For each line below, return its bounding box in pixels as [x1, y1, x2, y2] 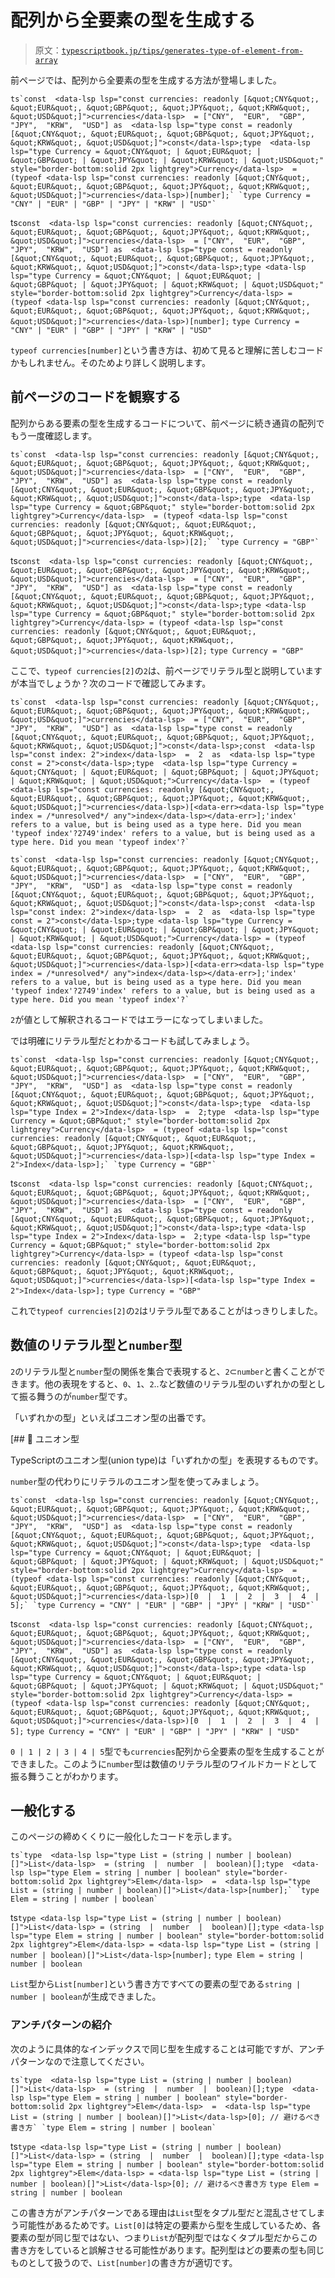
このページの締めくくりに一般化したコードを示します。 [10, 1831, 238, 1843]
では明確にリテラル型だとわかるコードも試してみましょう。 [10, 1034, 255, 1046]
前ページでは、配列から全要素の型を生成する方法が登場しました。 [10, 74, 282, 86]
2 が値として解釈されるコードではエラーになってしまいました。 [10, 1013, 269, 1025]
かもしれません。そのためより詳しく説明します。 [10, 356, 211, 368]
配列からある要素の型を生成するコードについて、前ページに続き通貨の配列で [10, 417, 325, 429]
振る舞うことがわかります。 [10, 1770, 124, 1782]
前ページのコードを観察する [10, 389, 182, 406]
